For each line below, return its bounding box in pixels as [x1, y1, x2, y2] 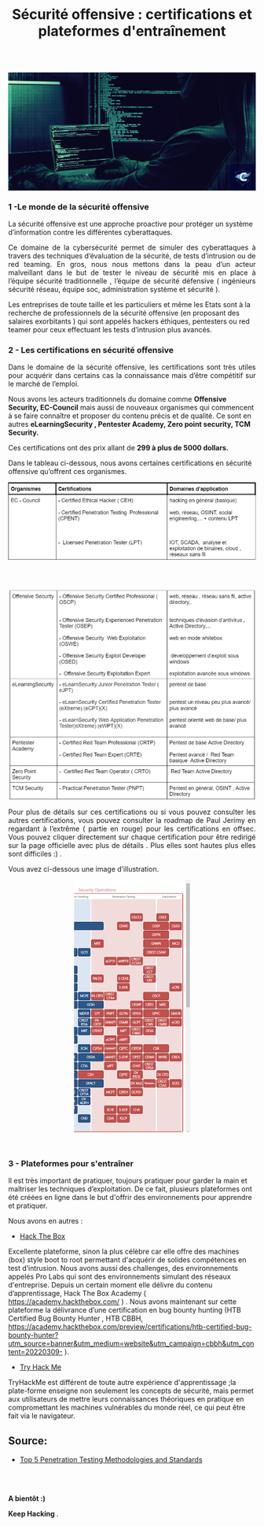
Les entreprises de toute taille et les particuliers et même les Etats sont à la [8, 299, 251, 309]
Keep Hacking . [8, 1509, 59, 1519]
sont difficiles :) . [8, 849, 63, 859]
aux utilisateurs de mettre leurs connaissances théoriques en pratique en [8, 1395, 244, 1404]
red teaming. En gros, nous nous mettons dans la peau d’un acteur [8, 259, 256, 269]
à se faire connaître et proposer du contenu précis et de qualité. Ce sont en [8, 411, 251, 420]
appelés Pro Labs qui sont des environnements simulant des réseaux [8, 1272, 232, 1281]
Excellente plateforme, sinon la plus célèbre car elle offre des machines [8, 1246, 240, 1257]
